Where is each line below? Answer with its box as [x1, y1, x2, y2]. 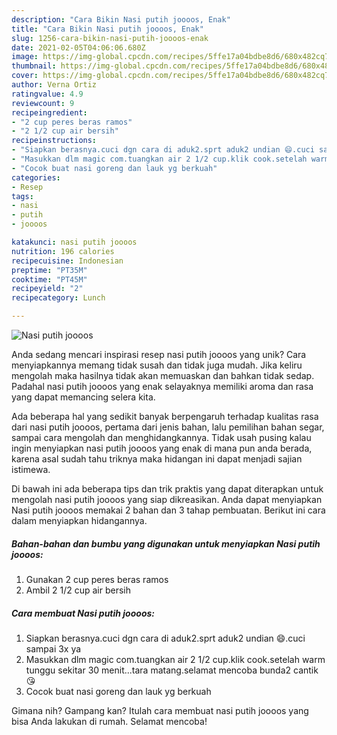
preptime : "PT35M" [11, 265, 88, 275]
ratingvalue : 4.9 [11, 89, 84, 99]
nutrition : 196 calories [11, 246, 115, 256]
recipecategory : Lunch [11, 293, 106, 303]
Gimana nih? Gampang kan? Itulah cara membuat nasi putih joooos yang [11, 704, 309, 716]
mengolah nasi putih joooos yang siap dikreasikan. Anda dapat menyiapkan [11, 494, 323, 505]
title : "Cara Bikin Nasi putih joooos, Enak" [11, 24, 204, 34]
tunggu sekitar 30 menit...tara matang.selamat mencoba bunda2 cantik [25, 664, 319, 676]
